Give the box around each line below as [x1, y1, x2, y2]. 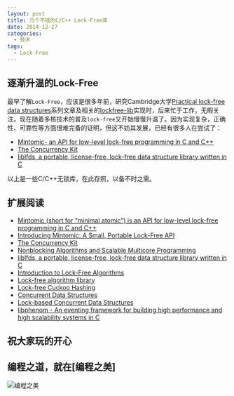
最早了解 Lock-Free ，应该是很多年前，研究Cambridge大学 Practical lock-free [7, 97, 226, 105]
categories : [7, 29, 42, 37]
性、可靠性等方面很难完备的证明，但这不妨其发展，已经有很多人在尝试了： [7, 124, 222, 132]
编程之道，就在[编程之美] [7, 361, 116, 373]
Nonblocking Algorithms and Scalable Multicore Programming [17, 246, 196, 254]
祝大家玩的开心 [7, 335, 72, 347]
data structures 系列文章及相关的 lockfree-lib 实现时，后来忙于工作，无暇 [7, 106, 214, 114]
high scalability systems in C [17, 313, 100, 322]
